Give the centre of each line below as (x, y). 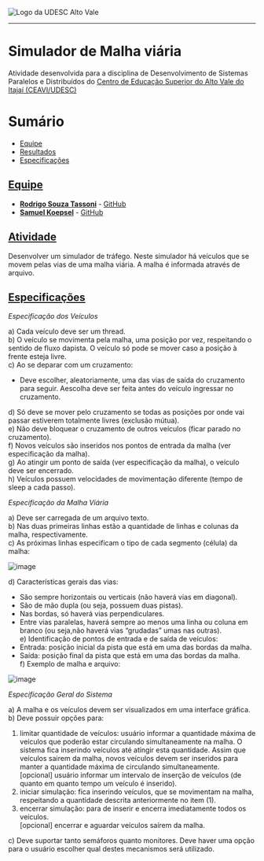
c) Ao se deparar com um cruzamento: (71, 365)
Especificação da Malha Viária (58, 503)
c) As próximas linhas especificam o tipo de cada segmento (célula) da (123, 543)
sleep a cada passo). (42, 487)
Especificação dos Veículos (53, 316)
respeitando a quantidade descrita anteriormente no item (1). (117, 800)
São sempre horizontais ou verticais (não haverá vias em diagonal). (128, 597)
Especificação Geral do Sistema (60, 695)
